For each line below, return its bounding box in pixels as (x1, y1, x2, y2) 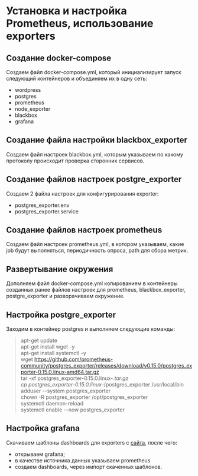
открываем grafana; (14, 451, 65, 458)
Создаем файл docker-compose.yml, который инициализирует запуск (6, 69, 181, 75)
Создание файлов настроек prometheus (6, 225, 163, 235)
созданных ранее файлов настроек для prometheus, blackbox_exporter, (6, 286, 186, 293)
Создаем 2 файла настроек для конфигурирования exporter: (6, 190, 159, 197)
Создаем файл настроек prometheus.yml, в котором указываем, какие (6, 241, 184, 248)
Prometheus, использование (6, 17, 154, 30)
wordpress (14, 87, 41, 93)
